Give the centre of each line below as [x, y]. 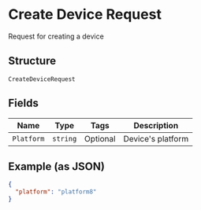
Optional [100, 138]
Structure [32, 61]
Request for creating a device [56, 36]
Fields [24, 103]
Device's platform [156, 138]
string [65, 138]
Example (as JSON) [56, 166]
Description [156, 125]
